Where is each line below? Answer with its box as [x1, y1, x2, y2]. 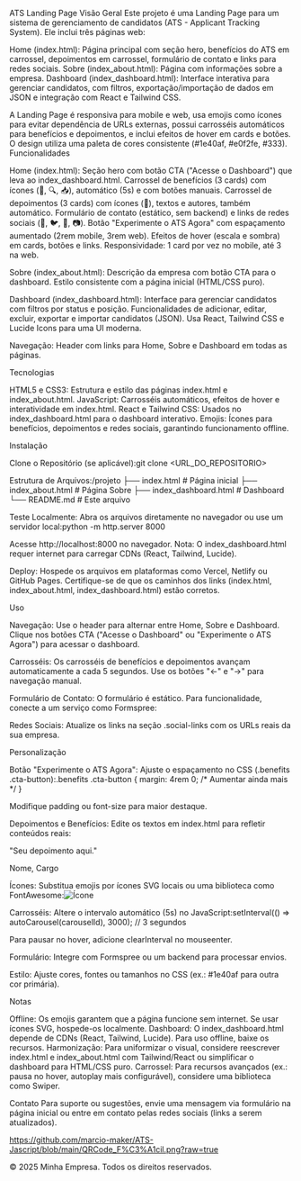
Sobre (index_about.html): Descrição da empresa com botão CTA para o [9, 267, 277, 277]
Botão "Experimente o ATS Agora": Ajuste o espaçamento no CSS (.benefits [9, 764, 290, 775]
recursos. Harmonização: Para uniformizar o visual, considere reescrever [9, 1042, 280, 1052]
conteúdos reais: [9, 828, 72, 838]
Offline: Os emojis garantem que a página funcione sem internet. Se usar [9, 1014, 279, 1024]
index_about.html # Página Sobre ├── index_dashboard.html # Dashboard [9, 485, 285, 495]
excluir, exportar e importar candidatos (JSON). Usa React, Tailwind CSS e [9, 313, 285, 323]
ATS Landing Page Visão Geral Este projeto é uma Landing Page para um [9, 8, 280, 18]
